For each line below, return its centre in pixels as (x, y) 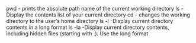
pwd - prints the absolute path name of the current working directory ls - (95, 9)
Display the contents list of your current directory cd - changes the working (98, 15)
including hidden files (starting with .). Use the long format (77, 34)
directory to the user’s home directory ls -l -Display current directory (90, 21)
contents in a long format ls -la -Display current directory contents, (88, 27)
